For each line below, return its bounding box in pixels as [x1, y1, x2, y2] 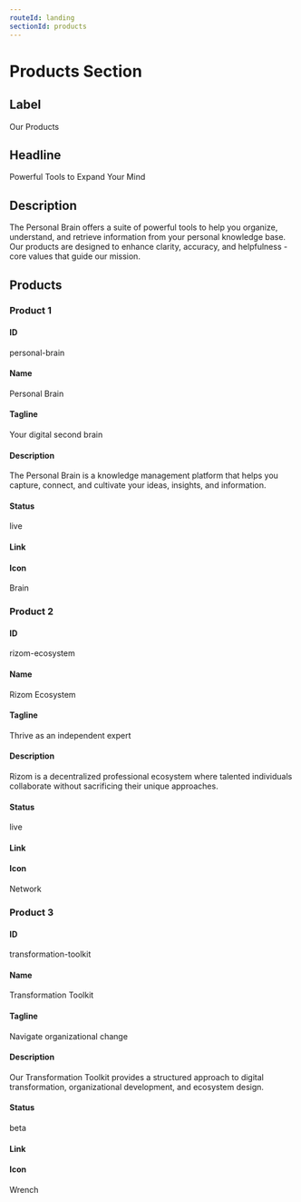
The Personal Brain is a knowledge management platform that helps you [9, 470, 279, 482]
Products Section [9, 61, 142, 82]
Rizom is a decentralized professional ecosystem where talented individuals [9, 770, 293, 781]
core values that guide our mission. [9, 251, 141, 262]
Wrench [9, 1184, 39, 1195]
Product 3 [9, 906, 54, 919]
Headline [9, 147, 62, 163]
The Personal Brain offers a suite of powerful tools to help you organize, [9, 222, 278, 233]
